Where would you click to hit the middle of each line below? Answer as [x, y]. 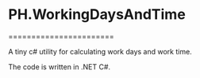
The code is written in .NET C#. [60, 67]
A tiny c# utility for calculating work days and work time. [100, 51]
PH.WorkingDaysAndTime [97, 15]
